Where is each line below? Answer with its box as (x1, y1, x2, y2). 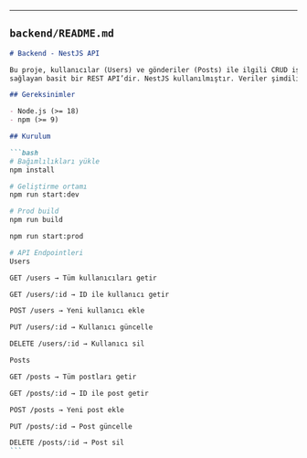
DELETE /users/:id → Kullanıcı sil (9, 339, 145, 348)
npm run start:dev (9, 190, 79, 199)
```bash (9, 148, 39, 157)
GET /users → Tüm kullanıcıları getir (9, 273, 157, 282)
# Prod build (9, 207, 59, 216)
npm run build (9, 216, 64, 225)
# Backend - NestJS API (9, 48, 101, 58)
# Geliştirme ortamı (9, 182, 89, 191)
